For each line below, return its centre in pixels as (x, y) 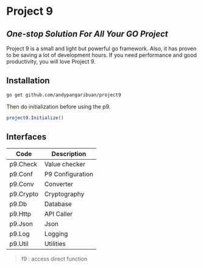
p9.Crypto (24, 194)
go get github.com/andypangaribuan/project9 (64, 95)
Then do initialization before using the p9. (59, 106)
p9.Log (20, 234)
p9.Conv (22, 184)
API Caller (59, 214)
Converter (59, 184)
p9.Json (21, 224)
